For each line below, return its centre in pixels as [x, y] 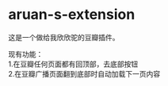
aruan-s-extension [72, 15]
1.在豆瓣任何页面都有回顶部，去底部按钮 [73, 64]
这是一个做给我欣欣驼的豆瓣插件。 [64, 37]
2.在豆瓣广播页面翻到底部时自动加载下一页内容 [84, 73]
